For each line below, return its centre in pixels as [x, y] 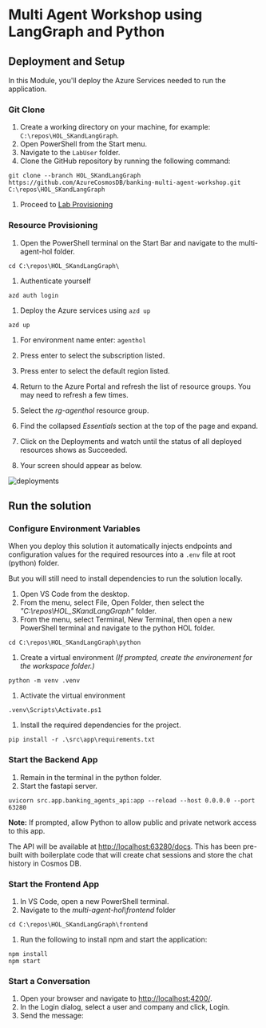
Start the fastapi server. [59, 786]
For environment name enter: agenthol [83, 340]
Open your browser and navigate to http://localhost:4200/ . [116, 998]
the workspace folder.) [57, 666]
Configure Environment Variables [75, 528]
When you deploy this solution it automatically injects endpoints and [120, 546]
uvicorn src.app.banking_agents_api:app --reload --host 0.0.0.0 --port [132, 800]
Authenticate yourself [56, 281]
